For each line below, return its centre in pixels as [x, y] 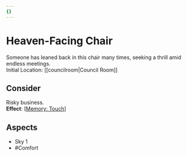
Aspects [22, 127]
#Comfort [26, 148]
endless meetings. [29, 63]
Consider [24, 88]
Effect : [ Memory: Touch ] [36, 109]
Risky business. [25, 103]
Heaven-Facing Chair [60, 40]
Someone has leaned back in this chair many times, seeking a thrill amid [94, 57]
